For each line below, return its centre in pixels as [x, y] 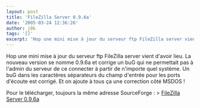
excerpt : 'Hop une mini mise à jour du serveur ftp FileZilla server [94, 39]
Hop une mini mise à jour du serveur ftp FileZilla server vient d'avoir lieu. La [99, 56]
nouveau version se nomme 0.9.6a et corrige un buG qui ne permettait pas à [100, 62]
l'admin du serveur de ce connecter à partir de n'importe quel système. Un [98, 69]
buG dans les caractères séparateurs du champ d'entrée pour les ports [93, 75]
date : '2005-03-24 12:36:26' [42, 23]
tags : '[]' [20, 34]
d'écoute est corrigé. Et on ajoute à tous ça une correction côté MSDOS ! [96, 81]
